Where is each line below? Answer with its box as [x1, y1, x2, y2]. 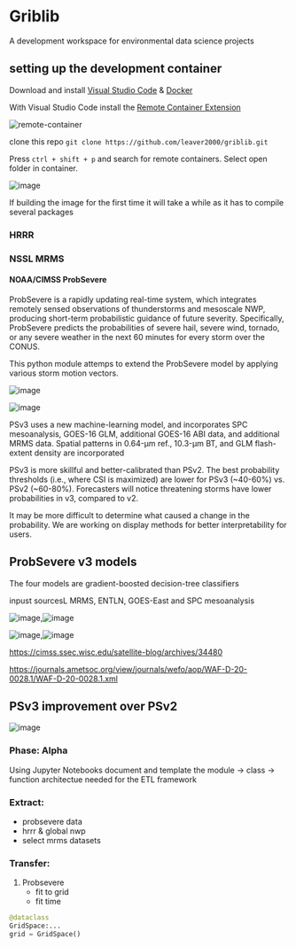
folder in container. [9, 162, 78, 174]
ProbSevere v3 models [9, 555, 137, 570]
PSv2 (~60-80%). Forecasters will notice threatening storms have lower [9, 483, 272, 493]
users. [9, 529, 33, 539]
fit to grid [35, 887, 69, 897]
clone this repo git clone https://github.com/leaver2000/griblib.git [9, 136, 269, 147]
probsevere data [21, 817, 82, 827]
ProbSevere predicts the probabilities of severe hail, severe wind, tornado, [9, 322, 280, 333]
